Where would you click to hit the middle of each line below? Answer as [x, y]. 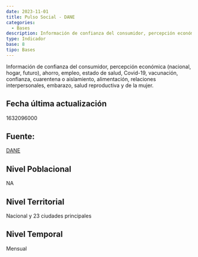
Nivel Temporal [34, 234]
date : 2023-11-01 [27, 11]
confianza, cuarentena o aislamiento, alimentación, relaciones [81, 79]
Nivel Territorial [35, 201]
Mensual [16, 248]
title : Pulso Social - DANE [41, 17]
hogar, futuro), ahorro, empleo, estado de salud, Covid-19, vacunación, [92, 73]
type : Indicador [26, 39]
